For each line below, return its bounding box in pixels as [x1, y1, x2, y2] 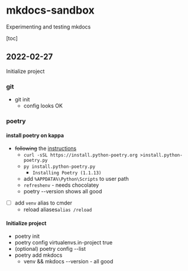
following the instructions [14, 145, 77, 152]
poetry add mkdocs [14, 251, 63, 259]
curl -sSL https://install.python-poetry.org [23, 152, 138, 158]
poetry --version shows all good [23, 188, 102, 195]
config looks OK [23, 102, 63, 110]
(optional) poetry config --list [14, 246, 86, 253]
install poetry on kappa [6, 132, 64, 139]
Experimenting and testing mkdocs [6, 23, 91, 30]
